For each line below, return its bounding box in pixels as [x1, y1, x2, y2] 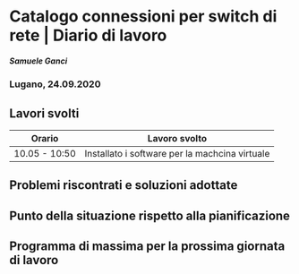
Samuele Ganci [9, 56, 68, 66]
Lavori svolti [9, 106, 80, 121]
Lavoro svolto [147, 132, 208, 144]
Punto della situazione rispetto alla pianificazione [9, 208, 291, 223]
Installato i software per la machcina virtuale [84, 147, 270, 159]
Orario [30, 132, 59, 144]
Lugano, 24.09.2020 [9, 78, 101, 90]
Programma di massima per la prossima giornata [9, 239, 286, 254]
